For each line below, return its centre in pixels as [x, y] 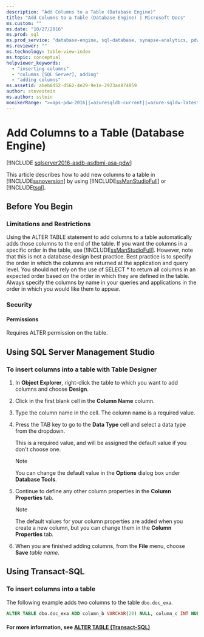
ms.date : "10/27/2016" [35, 29]
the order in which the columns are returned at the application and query [97, 263]
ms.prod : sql [23, 35]
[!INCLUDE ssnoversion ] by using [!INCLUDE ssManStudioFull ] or [87, 181]
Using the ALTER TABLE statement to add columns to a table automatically [99, 237]
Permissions [22, 319]
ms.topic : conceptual [34, 57]
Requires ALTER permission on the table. [57, 333]
